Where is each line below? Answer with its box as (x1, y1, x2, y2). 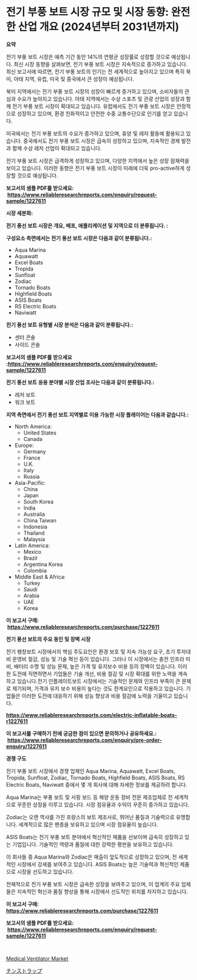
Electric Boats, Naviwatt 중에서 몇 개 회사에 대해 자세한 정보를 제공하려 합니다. (6, 781, 188, 788)
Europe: (14, 442, 34, 449)
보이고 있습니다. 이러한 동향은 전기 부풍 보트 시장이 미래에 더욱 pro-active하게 (6, 165, 185, 172)
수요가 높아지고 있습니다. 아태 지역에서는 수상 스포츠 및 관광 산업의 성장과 (16, 95, 185, 102)
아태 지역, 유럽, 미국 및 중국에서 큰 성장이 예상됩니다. (14, 75, 134, 83)
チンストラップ (6, 967, 42, 974)
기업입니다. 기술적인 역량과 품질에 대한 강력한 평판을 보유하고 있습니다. (12, 841, 174, 848)
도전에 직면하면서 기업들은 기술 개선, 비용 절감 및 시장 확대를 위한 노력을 (12, 670, 177, 677)
